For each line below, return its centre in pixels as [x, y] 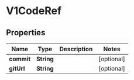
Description [76, 49]
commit [20, 59]
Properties [26, 33]
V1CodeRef [34, 11]
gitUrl [17, 69]
